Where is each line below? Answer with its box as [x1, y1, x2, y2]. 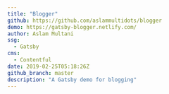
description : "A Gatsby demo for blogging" [7, 76, 137, 83]
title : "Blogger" [7, 10, 58, 18]
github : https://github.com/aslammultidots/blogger [7, 17, 162, 24]
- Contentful [13, 57, 52, 64]
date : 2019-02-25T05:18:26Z [7, 63, 90, 70]
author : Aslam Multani [7, 30, 74, 37]
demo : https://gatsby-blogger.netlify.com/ [7, 23, 137, 30]
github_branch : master [7, 69, 74, 76]
